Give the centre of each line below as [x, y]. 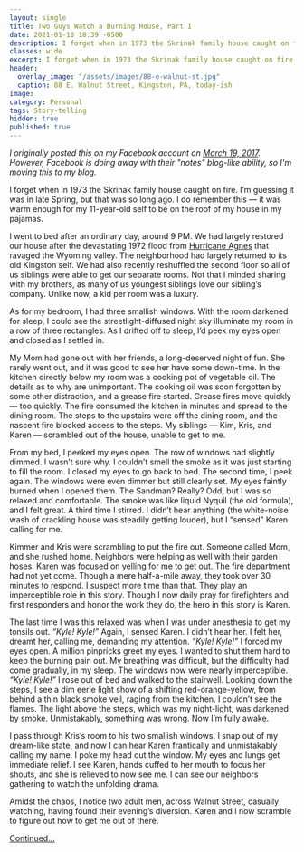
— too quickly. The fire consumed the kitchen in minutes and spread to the [148, 406]
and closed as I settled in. [57, 340]
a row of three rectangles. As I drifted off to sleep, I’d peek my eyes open [145, 330]
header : [24, 69]
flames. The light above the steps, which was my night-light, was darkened [149, 708]
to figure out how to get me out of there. [84, 821]
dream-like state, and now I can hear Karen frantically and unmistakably [143, 745]
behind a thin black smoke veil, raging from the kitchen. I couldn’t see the [146, 699]
